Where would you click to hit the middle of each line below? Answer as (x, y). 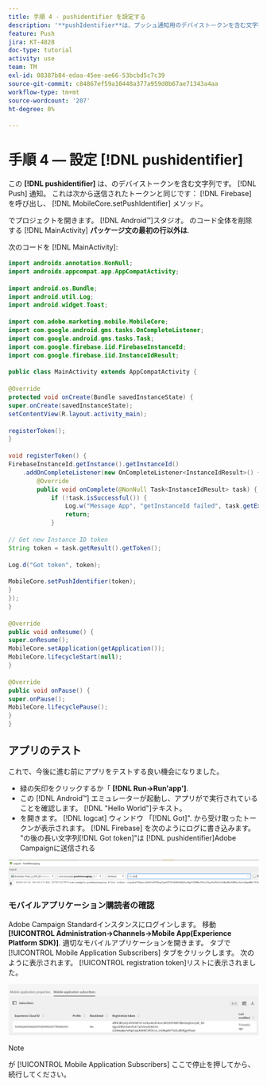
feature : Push (32, 33)
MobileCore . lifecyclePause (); (58, 707)
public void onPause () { (49, 690)
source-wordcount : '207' (49, 100)
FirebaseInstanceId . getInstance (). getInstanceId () (94, 465)
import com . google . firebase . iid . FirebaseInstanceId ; (97, 347)
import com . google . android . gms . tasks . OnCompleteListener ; (106, 330)
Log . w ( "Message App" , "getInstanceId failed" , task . (154, 506)
